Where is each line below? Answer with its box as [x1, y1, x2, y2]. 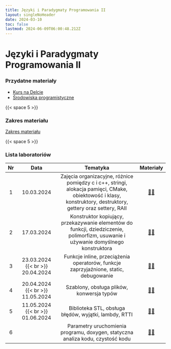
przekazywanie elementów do [61, 220, 133, 227]
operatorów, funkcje [73, 259, 121, 266]
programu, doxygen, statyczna [60, 329, 134, 336]
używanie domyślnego [70, 238, 124, 246]
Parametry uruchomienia [67, 323, 127, 330]
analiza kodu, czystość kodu [63, 335, 131, 342]
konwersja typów [76, 290, 118, 297]
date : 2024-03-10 [5, 17, 42, 22]
